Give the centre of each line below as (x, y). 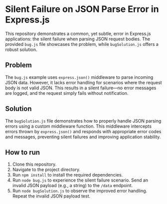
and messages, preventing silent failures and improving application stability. (83, 137)
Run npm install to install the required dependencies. (68, 175)
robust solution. (21, 49)
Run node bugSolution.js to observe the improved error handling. (80, 191)
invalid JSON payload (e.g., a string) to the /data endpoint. (73, 186)
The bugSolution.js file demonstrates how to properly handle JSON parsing (83, 121)
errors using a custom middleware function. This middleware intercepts (79, 126)
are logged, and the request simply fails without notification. (67, 93)
